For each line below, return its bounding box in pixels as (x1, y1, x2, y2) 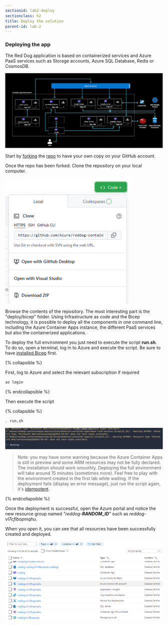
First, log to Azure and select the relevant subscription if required (5, 369, 139, 375)
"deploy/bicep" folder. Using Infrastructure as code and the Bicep (5, 314, 140, 320)
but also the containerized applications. (5, 330, 86, 336)
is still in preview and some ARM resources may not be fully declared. (17, 459, 161, 465)
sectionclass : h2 (5, 13, 41, 19)
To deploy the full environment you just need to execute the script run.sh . (5, 339, 157, 345)
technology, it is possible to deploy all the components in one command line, (5, 319, 163, 325)
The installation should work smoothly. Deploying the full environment (17, 465, 161, 471)
